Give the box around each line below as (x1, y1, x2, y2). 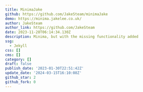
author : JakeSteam (5, 20, 42, 26)
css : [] (5, 48, 21, 53)
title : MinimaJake (5, 7, 42, 12)
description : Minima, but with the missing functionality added (5, 35, 139, 39)
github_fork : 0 (5, 79, 36, 84)
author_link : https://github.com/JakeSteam (5, 25, 95, 30)
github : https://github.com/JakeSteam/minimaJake (5, 12, 108, 17)
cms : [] (5, 52, 21, 57)
